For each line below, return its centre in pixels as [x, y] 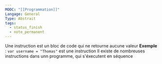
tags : [10, 23]
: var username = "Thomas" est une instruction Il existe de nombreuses [75, 51]
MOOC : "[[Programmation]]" [32, 9]
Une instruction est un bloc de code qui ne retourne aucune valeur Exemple [81, 46]
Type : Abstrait [20, 18]
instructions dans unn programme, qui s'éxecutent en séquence [69, 56]
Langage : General [23, 14]
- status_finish [26, 28]
